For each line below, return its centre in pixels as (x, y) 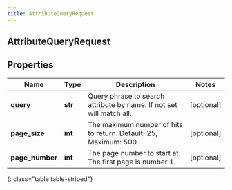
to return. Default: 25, (122, 133)
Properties (30, 65)
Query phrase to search (126, 96)
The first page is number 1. (132, 162)
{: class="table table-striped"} (50, 179)
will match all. (109, 113)
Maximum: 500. (113, 142)
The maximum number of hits (135, 124)
